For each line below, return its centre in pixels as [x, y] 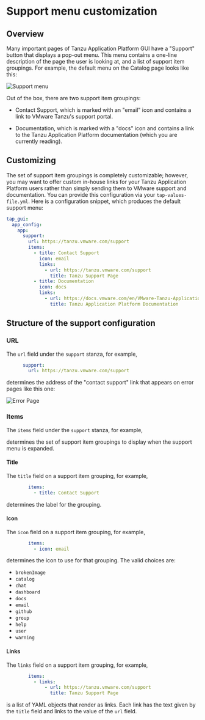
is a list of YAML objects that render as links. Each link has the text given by [101, 705]
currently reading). [39, 141]
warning [25, 638]
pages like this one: [31, 389]
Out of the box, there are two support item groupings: [74, 98]
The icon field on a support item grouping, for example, [76, 532]
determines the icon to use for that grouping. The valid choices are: [91, 560]
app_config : [27, 224]
